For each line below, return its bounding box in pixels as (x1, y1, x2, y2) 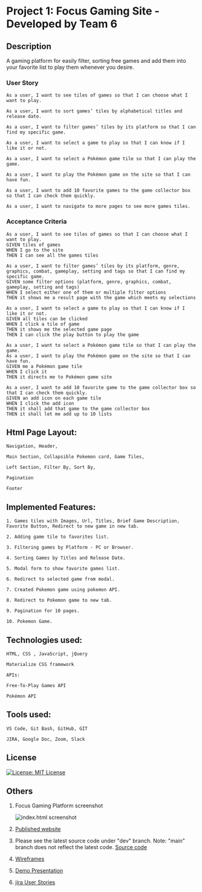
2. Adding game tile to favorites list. (6, 534, 110, 540)
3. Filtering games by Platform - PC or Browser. (6, 545, 134, 551)
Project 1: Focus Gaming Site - (6, 4, 160, 18)
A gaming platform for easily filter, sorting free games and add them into (6, 57, 186, 64)
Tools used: (6, 709, 51, 720)
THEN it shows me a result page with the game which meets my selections (6, 294, 197, 300)
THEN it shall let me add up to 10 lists (6, 411, 112, 417)
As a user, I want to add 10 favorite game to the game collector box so (6, 384, 197, 390)
